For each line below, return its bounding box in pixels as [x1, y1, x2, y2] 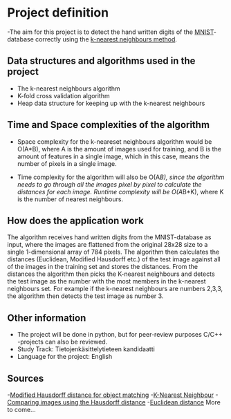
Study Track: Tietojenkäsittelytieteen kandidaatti [17, 345, 156, 353]
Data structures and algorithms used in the [7, 55, 196, 67]
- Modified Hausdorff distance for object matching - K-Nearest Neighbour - [7, 391, 219, 399]
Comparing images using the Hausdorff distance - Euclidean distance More [7, 398, 221, 406]
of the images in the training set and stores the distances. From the [7, 263, 198, 271]
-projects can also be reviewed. [17, 337, 108, 346]
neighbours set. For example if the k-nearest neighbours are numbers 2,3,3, [7, 285, 223, 293]
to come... [7, 406, 36, 413]
